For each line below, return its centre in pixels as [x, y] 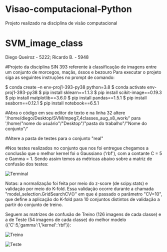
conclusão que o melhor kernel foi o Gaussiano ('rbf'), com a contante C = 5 [84, 153]
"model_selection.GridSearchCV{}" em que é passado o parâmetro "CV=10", [84, 194]
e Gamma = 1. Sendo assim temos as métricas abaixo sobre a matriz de [79, 158]
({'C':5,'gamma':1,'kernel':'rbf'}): [38, 225]
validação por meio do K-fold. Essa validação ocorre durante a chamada [79, 188]
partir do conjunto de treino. [34, 204]
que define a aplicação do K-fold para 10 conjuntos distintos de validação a [82, 199]
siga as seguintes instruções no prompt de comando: [60, 77]
